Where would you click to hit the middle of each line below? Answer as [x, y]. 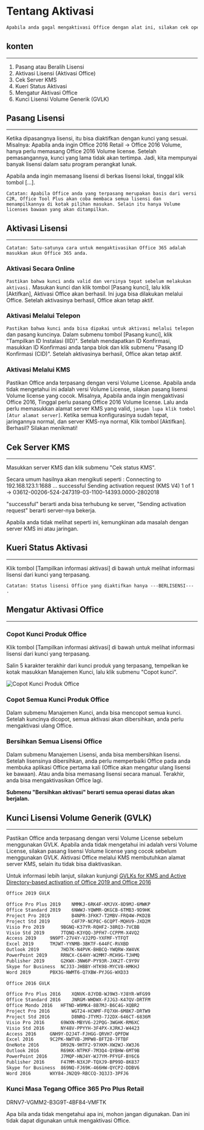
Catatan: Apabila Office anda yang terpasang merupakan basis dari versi [102, 194]
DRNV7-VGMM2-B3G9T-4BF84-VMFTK [56, 1102]
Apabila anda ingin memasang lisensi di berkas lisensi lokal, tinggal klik [95, 176]
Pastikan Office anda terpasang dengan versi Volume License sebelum [95, 838]
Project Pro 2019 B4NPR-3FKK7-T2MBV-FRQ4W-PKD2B [78, 916]
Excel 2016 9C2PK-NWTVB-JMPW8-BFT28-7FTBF [68, 1039]
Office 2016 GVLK [28, 983]
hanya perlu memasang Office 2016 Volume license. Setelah [81, 151]
